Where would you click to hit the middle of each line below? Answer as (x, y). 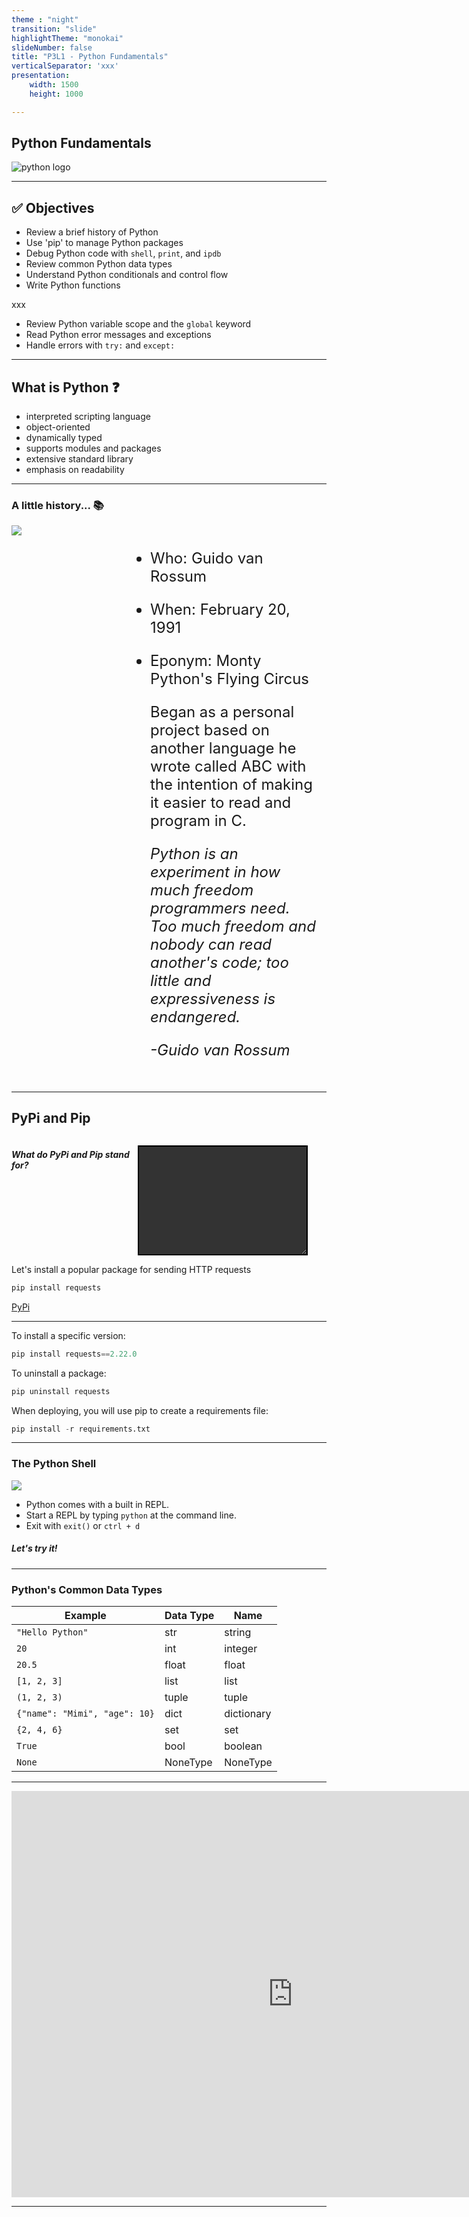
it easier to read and (221, 802)
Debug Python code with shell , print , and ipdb (123, 253)
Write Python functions (73, 285)
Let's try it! (34, 1548)
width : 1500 (54, 85)
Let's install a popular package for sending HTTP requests (131, 1269)
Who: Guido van (207, 558)
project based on (210, 730)
